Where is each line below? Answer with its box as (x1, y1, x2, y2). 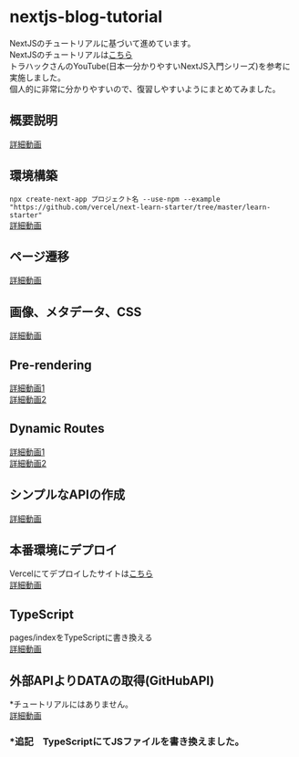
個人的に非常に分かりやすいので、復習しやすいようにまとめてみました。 (9, 83, 281, 94)
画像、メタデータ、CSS (9, 304, 142, 320)
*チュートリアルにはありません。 (9, 699, 134, 710)
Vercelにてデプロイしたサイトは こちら (9, 568, 153, 579)
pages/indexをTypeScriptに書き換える (9, 632, 153, 643)
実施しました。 (9, 71, 66, 83)
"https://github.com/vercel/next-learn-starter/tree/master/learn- (9, 203, 272, 212)
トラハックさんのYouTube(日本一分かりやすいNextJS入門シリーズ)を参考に (9, 60, 291, 71)
